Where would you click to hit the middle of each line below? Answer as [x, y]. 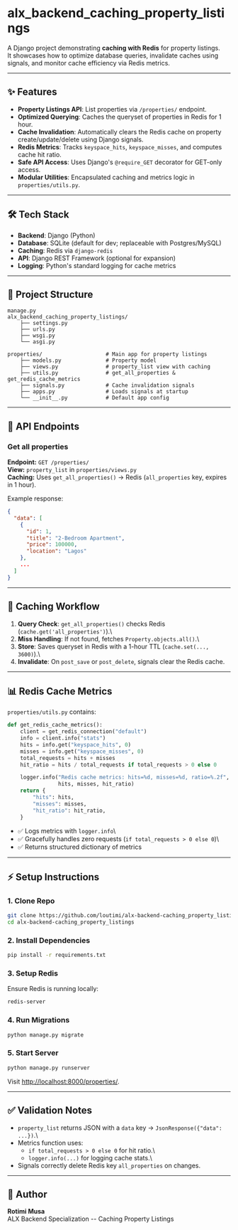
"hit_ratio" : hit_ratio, [69, 811]
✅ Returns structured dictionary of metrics [80, 847]
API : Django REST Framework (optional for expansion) [96, 258]
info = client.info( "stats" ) [63, 738]
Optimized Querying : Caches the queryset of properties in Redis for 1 [119, 117]
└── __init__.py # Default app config [95, 398]
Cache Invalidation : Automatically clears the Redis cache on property [119, 132]
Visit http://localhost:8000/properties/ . [63, 1081]
